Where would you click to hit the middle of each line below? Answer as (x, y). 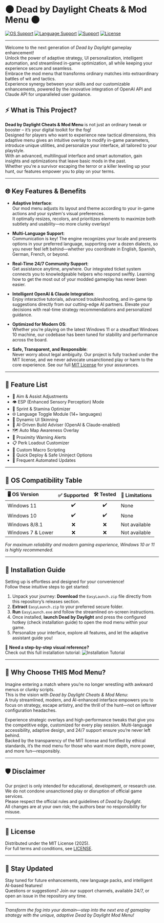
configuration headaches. (31, 710)
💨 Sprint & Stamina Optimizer (41, 409)
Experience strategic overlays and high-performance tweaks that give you (80, 720)
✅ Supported (73, 495)
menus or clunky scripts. (30, 689)
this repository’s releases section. (46, 601)
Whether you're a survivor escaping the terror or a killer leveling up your (78, 166)
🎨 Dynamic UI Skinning (35, 420)
